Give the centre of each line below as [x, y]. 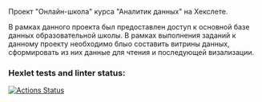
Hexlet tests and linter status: [67, 73]
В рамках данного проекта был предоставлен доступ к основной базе [129, 27]
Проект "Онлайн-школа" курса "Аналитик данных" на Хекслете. [118, 12]
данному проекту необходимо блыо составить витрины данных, [119, 44]
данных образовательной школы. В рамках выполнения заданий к [122, 35]
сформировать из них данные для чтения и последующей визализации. [131, 52]
